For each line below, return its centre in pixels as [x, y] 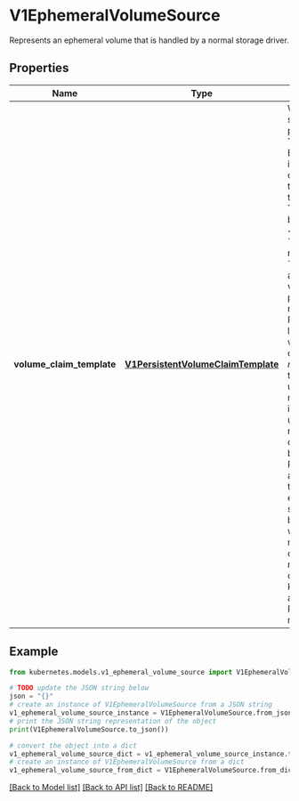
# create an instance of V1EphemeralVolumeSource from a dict [127, 762]
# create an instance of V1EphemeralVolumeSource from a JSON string [141, 705]
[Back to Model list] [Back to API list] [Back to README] [111, 788]
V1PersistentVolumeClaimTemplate [202, 364]
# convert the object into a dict [73, 745]
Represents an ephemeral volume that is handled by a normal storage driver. [149, 40]
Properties [39, 68]
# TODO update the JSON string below [79, 688]
